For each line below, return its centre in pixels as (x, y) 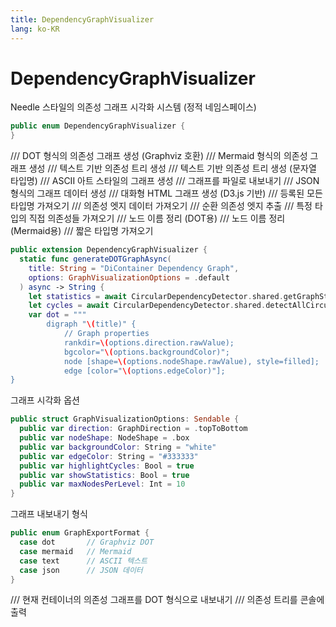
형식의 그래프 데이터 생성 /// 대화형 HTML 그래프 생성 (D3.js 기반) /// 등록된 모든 (166, 193)
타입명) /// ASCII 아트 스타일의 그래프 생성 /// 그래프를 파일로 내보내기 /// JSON (165, 181)
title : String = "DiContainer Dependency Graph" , (134, 268)
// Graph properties (106, 334)
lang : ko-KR (35, 29)
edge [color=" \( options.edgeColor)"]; (144, 371)
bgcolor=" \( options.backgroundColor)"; (146, 352)
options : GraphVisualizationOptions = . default (129, 277)
